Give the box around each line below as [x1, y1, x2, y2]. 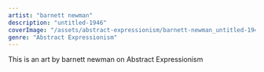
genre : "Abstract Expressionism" [8, 33, 118, 41]
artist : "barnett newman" [8, 11, 93, 20]
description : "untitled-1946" [8, 19, 108, 27]
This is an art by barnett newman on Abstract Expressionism [8, 55, 203, 64]
